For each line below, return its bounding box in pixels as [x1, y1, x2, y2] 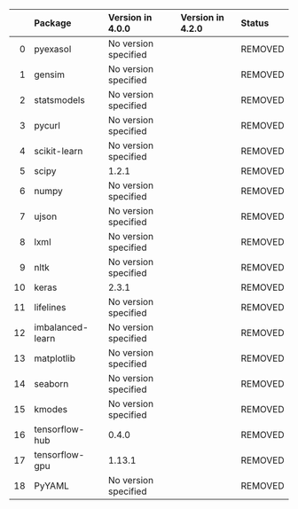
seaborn [34, 378, 69, 389]
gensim [34, 68, 65, 81]
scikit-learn [34, 145, 83, 157]
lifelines [34, 301, 67, 313]
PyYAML [34, 480, 69, 491]
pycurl [34, 120, 60, 131]
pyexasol [34, 43, 72, 55]
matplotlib [34, 352, 76, 364]
